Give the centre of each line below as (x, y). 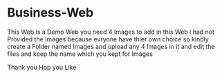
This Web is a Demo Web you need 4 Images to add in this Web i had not (111, 32)
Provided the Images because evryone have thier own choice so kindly (108, 39)
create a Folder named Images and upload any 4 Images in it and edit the (111, 46)
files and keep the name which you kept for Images (80, 54)
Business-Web (50, 13)
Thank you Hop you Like (42, 67)
